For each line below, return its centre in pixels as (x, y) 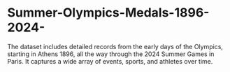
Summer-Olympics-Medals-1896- (108, 13)
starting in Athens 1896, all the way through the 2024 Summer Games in (111, 54)
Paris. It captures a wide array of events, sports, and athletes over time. (110, 61)
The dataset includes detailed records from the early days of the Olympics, (115, 46)
